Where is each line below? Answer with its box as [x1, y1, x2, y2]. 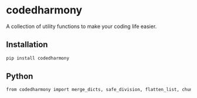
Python [6, 71, 33, 82]
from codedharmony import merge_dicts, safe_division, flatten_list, [6, 87, 180, 93]
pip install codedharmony [6, 55, 69, 61]
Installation [6, 40, 48, 50]
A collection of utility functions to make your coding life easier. [6, 23, 157, 30]
